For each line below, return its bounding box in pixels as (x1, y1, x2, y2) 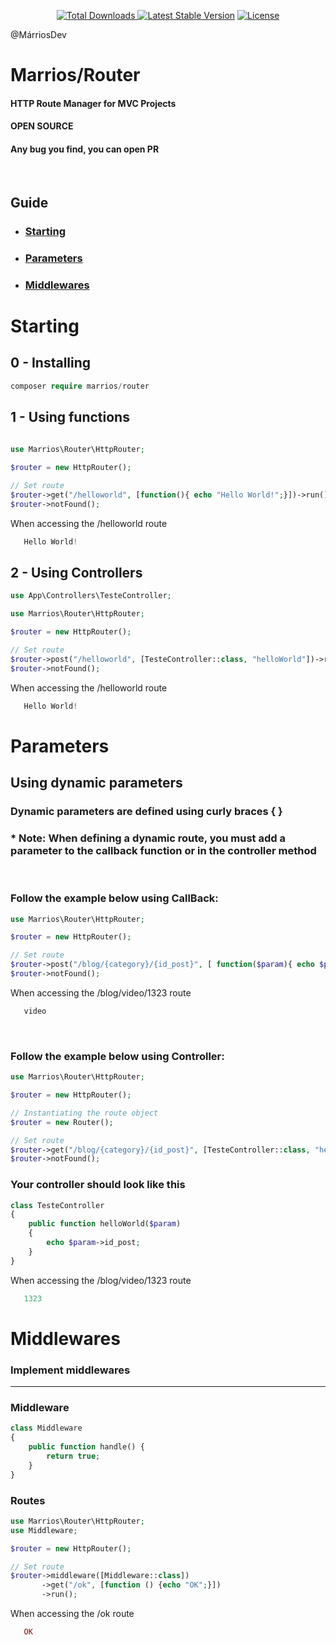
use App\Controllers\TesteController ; (10, 591, 172, 601)
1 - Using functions (10, 409, 130, 425)
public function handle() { (28, 1442, 145, 1452)
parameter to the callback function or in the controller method (10, 843, 317, 857)
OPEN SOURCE (10, 120, 74, 132)
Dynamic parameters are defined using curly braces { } (10, 804, 283, 818)
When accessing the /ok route (10, 1608, 135, 1619)
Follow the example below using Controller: (10, 1049, 225, 1063)
